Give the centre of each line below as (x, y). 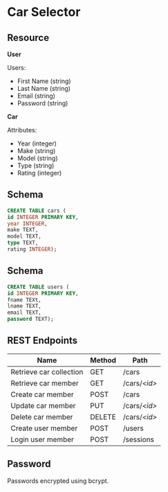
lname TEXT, (24, 306)
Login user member (43, 439)
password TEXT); (30, 319)
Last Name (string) (44, 88)
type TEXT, (23, 243)
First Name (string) (44, 81)
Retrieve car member (45, 383)
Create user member (44, 428)
